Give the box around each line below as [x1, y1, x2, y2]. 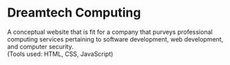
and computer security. [7, 42, 74, 50]
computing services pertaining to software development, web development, [7, 35, 224, 43]
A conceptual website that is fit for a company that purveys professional [7, 28, 213, 36]
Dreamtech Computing [7, 5, 141, 21]
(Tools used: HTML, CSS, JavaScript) [7, 50, 114, 58]
